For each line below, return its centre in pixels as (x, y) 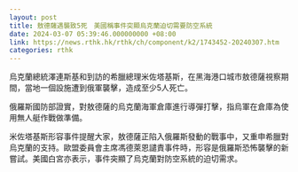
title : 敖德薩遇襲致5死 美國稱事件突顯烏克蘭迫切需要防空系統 (111, 26)
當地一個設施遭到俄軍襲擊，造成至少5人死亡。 (109, 88)
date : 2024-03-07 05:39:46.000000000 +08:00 (93, 34)
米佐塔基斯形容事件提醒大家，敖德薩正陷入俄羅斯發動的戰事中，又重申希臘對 (149, 137)
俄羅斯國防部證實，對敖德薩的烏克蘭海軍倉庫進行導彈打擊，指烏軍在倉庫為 (145, 106)
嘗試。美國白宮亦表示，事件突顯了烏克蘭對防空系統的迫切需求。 (125, 159)
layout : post (33, 17)
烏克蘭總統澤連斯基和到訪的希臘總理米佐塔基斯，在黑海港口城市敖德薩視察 (145, 77)
